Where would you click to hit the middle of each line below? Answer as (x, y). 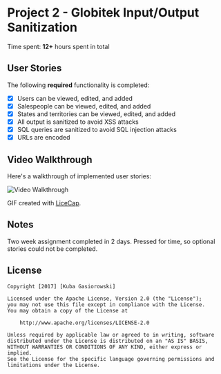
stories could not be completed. (52, 249)
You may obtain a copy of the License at (68, 310)
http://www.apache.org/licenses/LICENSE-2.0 (85, 323)
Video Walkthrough (50, 159)
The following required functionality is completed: (78, 85)
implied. (20, 353)
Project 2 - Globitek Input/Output (103, 13)
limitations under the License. (54, 365)
